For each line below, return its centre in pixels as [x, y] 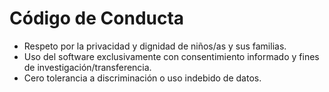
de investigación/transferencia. [87, 67]
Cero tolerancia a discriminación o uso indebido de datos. [142, 78]
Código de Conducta [97, 18]
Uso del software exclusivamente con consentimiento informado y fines [171, 56]
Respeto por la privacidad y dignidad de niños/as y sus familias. [155, 46]
